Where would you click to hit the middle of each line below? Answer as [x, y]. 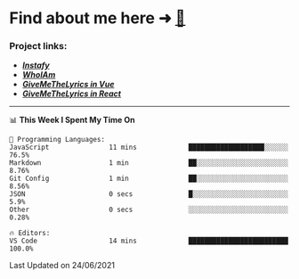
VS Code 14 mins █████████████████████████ [149, 241]
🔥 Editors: [30, 234]
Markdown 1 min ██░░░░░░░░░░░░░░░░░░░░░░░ [149, 163]
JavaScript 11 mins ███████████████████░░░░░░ [149, 148]
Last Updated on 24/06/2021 [62, 266]
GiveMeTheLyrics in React [72, 94]
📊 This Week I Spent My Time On [72, 120]
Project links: [38, 46]
